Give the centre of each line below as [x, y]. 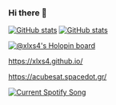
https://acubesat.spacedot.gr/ [58, 77]
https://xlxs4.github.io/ [46, 61]
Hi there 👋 [28, 13]
